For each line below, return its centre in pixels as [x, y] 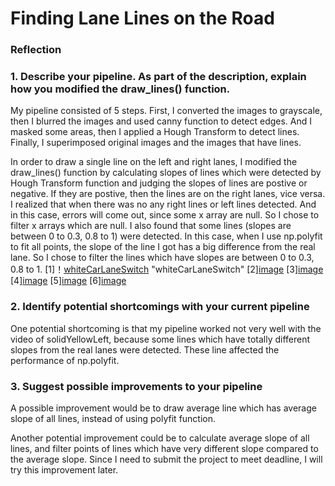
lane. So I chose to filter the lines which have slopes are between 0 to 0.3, [162, 258]
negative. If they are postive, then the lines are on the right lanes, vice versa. [168, 194]
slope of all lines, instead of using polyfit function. [113, 418]
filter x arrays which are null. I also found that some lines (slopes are [151, 226]
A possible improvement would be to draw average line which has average [163, 408]
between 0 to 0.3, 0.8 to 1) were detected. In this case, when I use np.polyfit [166, 236]
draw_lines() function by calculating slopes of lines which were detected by [166, 173]
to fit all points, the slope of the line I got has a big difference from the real [163, 247]
